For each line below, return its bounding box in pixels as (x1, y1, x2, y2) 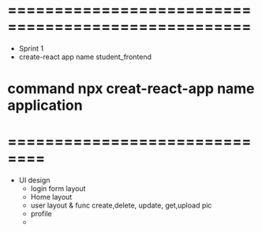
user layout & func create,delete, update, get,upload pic (30, 200, 212, 210)
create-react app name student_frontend (18, 52, 152, 62)
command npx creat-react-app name (7, 80, 255, 98)
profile (30, 209, 52, 219)
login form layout (30, 184, 86, 193)
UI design (18, 175, 51, 185)
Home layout (30, 193, 73, 202)
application (7, 96, 84, 114)
